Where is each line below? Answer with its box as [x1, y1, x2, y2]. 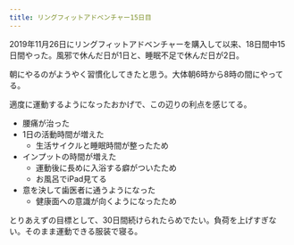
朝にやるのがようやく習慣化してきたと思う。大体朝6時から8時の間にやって [9, 69, 284, 79]
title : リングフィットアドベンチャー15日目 [9, 12, 152, 22]
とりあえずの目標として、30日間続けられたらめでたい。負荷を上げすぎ [9, 215, 270, 225]
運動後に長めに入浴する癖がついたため [35, 162, 177, 173]
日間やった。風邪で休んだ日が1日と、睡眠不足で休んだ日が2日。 [9, 50, 244, 61]
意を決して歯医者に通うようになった [21, 184, 156, 195]
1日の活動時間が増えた [21, 128, 105, 139]
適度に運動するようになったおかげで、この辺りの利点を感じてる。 [9, 99, 252, 110]
